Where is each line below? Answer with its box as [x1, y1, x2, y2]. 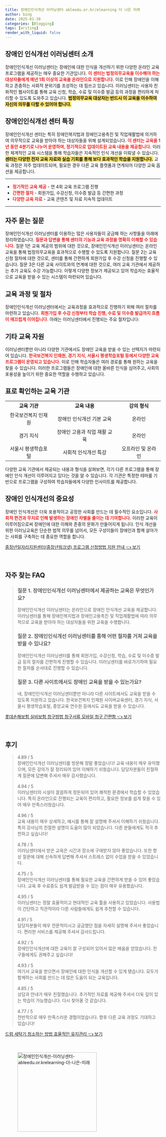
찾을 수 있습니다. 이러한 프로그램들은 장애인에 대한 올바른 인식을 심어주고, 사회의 [5, 365, 160, 371]
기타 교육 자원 [5, 332, 44, 341]
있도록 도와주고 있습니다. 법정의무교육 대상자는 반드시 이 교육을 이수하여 [19, 95, 157, 101]
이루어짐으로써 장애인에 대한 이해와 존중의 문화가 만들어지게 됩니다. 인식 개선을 [5, 521, 157, 527]
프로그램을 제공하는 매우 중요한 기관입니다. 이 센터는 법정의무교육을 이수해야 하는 [5, 70, 160, 76]
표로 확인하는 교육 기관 [5, 387, 70, 396]
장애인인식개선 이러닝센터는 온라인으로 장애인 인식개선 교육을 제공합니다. [17, 607, 158, 613]
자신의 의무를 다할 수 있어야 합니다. [5, 101, 72, 107]
